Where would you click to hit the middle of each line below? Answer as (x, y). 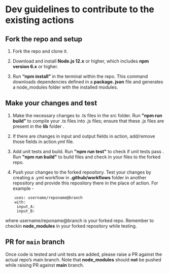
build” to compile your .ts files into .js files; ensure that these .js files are (88, 121)
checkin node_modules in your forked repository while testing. (71, 226)
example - (23, 188)
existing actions (40, 20)
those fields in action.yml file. (43, 142)
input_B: (26, 211)
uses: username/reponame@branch (48, 198)
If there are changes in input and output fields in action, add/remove (84, 136)
